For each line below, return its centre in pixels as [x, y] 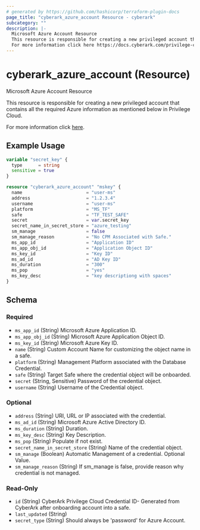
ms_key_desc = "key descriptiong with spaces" [91, 276]
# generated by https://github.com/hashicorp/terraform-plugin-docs [93, 12]
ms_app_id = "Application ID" [73, 243]
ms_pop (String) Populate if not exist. [59, 441]
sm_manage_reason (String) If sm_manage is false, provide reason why [99, 466]
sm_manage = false [58, 232]
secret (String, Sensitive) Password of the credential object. [88, 381]
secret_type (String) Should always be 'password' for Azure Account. [100, 520]
